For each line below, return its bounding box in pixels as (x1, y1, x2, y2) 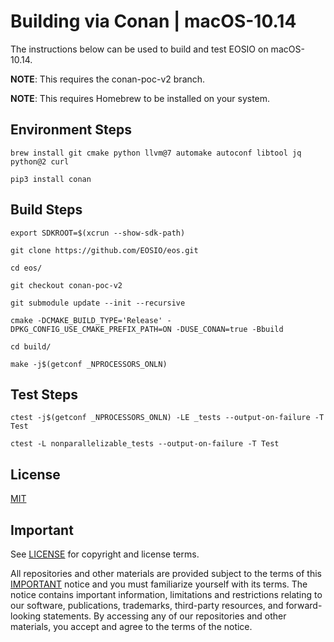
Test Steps (10, 386, 79, 403)
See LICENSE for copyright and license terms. (10, 548, 200, 560)
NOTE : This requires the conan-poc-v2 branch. (10, 73, 206, 85)
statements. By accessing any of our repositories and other (43, 610, 287, 622)
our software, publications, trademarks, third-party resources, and (10, 600, 284, 611)
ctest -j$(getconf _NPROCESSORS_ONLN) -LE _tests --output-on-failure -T (10, 413, 325, 423)
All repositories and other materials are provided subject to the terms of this (10, 568, 322, 579)
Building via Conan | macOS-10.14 (10, 10, 297, 33)
